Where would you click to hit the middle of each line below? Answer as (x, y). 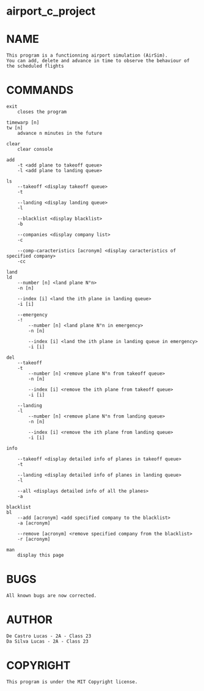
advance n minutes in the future (60, 133)
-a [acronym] (34, 523)
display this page (41, 555)
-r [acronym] (34, 539)
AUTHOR (30, 620)
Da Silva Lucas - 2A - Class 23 (47, 641)
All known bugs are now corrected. (52, 596)
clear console (35, 150)
